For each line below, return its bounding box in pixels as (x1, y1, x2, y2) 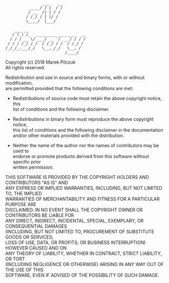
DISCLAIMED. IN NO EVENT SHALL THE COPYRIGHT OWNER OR (5, 207, 143, 213)
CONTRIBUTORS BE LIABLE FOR (5, 212, 74, 218)
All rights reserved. (5, 65, 46, 70)
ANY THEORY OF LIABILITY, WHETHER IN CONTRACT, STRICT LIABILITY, (5, 250, 162, 256)
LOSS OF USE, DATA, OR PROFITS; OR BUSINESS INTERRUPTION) (5, 239, 146, 246)
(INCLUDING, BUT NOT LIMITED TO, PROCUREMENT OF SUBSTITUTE (5, 229, 155, 234)
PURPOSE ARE (5, 201, 37, 207)
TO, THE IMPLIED (5, 191, 43, 196)
